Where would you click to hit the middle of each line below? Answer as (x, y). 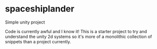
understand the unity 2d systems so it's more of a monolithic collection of (78, 37)
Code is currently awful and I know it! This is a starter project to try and (76, 31)
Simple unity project (25, 22)
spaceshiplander (40, 9)
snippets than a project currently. (38, 41)
